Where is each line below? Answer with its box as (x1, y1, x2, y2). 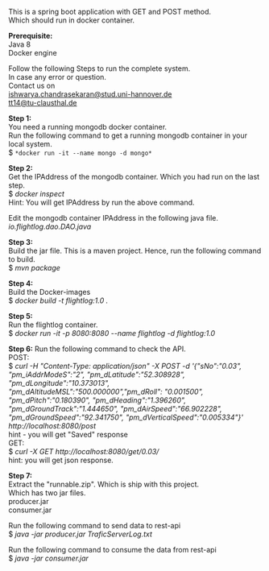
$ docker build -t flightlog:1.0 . (8, 296, 109, 305)
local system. (8, 139, 52, 148)
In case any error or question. (8, 72, 107, 81)
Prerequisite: (8, 31, 53, 40)
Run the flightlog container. (8, 320, 98, 329)
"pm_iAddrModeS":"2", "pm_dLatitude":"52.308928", (8, 370, 185, 379)
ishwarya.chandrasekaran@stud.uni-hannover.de (8, 89, 172, 99)
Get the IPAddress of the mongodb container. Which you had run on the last (8, 172, 260, 181)
